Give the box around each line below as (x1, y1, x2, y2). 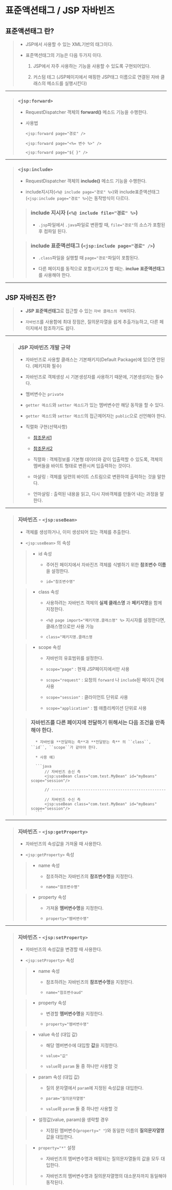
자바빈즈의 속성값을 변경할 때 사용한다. (25, 946, 102, 952)
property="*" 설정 (38, 1145, 76, 1151)
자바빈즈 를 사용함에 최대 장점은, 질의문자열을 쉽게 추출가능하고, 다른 (25, 318, 159, 325)
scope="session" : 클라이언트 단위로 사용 (46, 694, 128, 700)
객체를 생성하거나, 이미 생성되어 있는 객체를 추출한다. (25, 528, 131, 535)
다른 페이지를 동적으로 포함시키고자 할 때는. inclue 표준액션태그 (38, 266, 165, 272)
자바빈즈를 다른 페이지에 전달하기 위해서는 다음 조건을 (30, 719, 155, 726)
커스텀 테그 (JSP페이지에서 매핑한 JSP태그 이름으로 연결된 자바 (33, 74, 160, 80)
